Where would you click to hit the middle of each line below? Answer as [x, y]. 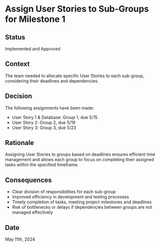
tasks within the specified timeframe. [42, 165]
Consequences [29, 180]
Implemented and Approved [33, 49]
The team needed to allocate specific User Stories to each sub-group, [75, 76]
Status [15, 37]
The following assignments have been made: [50, 108]
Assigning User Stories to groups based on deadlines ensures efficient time [80, 154]
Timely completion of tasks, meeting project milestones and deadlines [82, 202]
